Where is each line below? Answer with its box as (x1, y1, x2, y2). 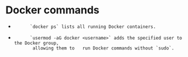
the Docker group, (13, 40, 59, 46)
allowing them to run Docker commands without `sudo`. (32, 45, 175, 51)
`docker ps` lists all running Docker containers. (29, 24, 156, 30)
